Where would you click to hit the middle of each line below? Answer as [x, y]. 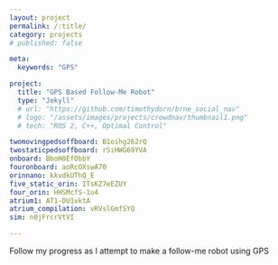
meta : [19, 59]
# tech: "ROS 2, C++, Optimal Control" [93, 126]
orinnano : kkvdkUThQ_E [52, 175]
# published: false [46, 43]
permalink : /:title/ [48, 26]
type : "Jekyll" [46, 100]
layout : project [40, 18]
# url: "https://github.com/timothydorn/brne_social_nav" [129, 109]
